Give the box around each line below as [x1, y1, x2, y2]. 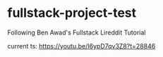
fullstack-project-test [7, 5, 137, 21]
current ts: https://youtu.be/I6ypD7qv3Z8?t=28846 [7, 42, 156, 50]
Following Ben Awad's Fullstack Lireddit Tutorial [7, 28, 146, 37]
